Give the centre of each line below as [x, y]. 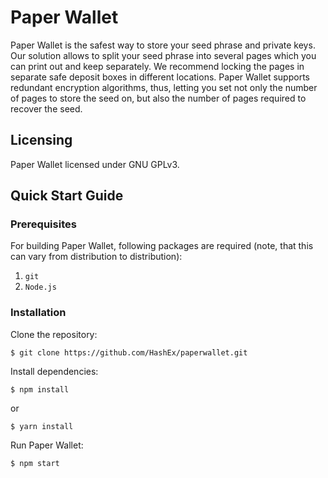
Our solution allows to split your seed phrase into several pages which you [163, 55]
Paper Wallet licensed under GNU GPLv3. [95, 164]
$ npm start [35, 463]
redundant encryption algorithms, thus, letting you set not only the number [164, 87]
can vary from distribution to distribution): [96, 257]
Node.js [40, 287]
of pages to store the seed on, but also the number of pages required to [158, 98]
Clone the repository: [54, 334]
